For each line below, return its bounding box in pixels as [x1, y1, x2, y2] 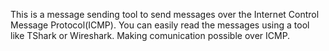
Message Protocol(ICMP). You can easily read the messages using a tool [10, 19, 310, 31]
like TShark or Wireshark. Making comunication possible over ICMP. [10, 30, 291, 41]
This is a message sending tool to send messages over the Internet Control [10, 9, 320, 20]
